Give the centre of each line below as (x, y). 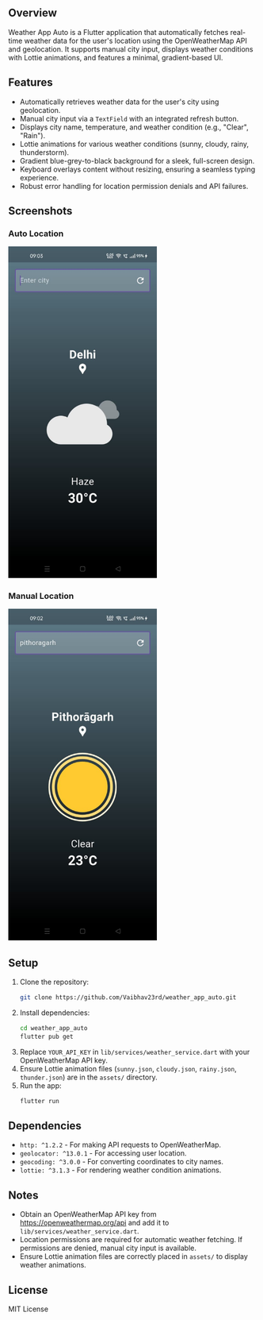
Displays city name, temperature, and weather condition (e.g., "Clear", (134, 127)
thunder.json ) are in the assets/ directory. (89, 1077)
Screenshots (40, 211)
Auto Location (36, 234)
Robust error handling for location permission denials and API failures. (134, 186)
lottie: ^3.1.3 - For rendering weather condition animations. (120, 1170)
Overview (33, 13)
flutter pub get (46, 1036)
